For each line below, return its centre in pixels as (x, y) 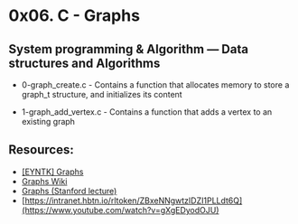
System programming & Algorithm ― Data (129, 49)
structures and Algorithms (84, 63)
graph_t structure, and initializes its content (102, 94)
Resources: (41, 150)
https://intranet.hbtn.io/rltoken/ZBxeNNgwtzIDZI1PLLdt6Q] (134, 201)
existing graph (48, 121)
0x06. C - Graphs (74, 16)
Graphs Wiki (44, 181)
